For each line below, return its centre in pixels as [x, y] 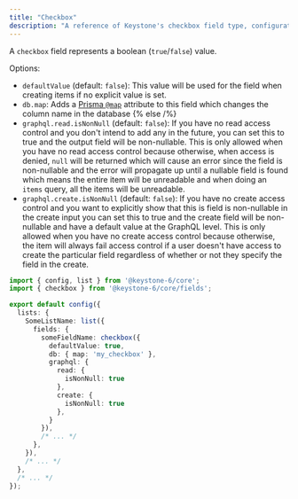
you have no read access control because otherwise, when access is [148, 151]
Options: [25, 68]
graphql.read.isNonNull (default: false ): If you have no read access [146, 123]
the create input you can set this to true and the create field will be [143, 217]
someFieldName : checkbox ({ [91, 338]
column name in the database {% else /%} [99, 113]
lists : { [33, 313]
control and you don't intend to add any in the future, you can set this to [153, 132]
